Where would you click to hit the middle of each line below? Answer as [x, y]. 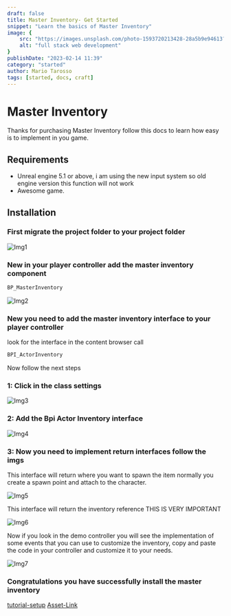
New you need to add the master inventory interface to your [109, 319]
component [27, 273]
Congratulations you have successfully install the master [104, 581]
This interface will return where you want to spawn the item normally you [111, 475]
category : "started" [37, 65]
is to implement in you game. [48, 138]
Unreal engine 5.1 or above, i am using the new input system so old [111, 176]
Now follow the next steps [44, 368]
